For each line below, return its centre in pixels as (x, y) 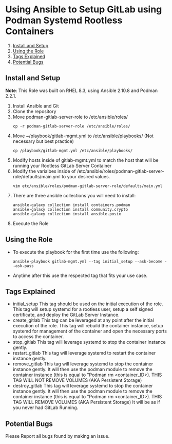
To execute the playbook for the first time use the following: (76, 252)
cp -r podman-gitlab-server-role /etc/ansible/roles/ (71, 126)
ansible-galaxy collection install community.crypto (70, 209)
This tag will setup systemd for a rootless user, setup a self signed (83, 309)
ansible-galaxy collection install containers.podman (71, 205)
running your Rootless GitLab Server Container (62, 165)
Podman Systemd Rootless (64, 20)
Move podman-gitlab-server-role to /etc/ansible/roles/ (70, 117)
